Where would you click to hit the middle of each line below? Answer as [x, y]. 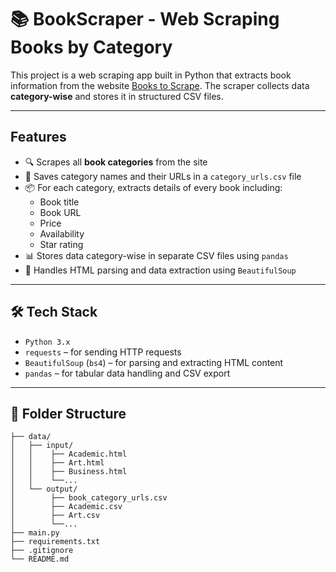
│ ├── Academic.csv [66, 507]
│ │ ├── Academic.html [69, 454]
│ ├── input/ [42, 446]
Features [38, 137]
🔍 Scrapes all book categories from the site [116, 162]
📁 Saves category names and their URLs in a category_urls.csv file [163, 176]
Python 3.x [47, 342]
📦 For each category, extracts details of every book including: [153, 187]
